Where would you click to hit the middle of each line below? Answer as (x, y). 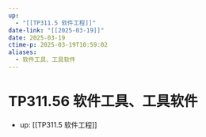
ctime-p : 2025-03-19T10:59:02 (58, 45)
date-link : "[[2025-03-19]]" (56, 30)
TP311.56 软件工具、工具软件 (103, 102)
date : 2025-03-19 (37, 38)
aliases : (23, 52)
